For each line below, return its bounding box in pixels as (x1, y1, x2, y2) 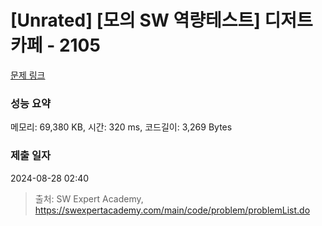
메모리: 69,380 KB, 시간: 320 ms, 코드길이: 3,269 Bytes (10, 121, 233, 133)
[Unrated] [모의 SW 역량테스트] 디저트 (10, 9, 313, 32)
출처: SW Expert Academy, (34, 192, 144, 205)
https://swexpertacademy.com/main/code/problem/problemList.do (34, 204, 311, 216)
